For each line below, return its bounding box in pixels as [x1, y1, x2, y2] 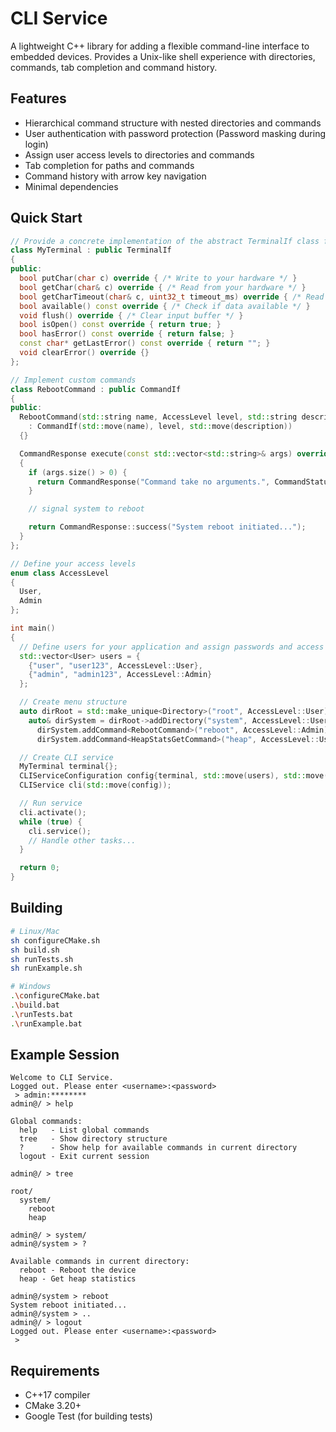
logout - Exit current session [19, 1152, 150, 1162]
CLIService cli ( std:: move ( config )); [19, 780, 172, 791]
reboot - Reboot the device [19, 1265, 137, 1276]
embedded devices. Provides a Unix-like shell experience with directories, [10, 50, 316, 62]
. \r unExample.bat [10, 1018, 83, 1029]
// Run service [19, 798, 83, 809]
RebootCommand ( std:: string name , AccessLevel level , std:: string [19, 412, 298, 422]
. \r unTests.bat [10, 1009, 74, 1019]
